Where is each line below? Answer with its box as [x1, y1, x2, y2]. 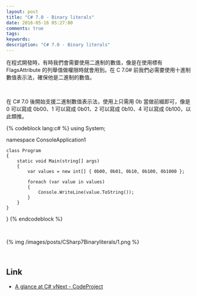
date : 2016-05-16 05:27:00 [6, 20, 73, 26]
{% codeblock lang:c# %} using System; [6, 124, 106, 131]
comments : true [6, 25, 44, 32]
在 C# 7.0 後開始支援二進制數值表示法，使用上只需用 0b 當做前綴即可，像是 [6, 97, 190, 105]
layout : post [6, 8, 39, 15]
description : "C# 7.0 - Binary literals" [6, 42, 111, 48]
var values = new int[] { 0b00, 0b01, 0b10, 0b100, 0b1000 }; [27, 168, 185, 174]
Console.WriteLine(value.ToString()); [37, 189, 135, 195]
